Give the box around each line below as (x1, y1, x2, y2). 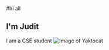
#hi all (6, 5, 21, 12)
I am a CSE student (6, 37, 52, 44)
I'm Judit (6, 22, 39, 31)
